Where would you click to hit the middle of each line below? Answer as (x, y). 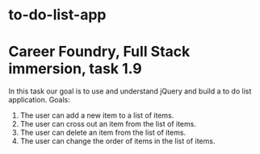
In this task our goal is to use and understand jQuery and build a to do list (130, 91)
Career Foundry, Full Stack (99, 52)
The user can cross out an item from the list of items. (108, 124)
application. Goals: (40, 100)
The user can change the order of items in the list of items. (117, 141)
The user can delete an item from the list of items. (103, 133)
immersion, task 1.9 (75, 69)
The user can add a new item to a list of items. (97, 115)
